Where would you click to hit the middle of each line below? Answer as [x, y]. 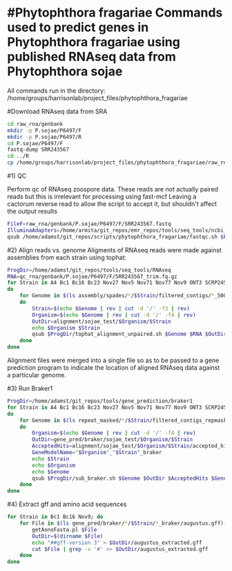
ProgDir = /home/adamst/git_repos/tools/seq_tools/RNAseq [89, 270]
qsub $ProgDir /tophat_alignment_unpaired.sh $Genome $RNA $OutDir [129, 334]
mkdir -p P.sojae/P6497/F [44, 130]
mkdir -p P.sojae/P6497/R [44, 137]
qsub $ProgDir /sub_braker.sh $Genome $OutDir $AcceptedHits [120, 478]
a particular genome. [37, 375]
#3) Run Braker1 [30, 389]
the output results [32, 212]
